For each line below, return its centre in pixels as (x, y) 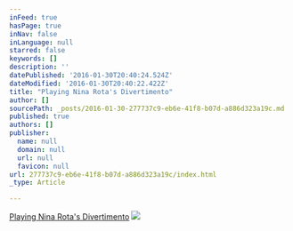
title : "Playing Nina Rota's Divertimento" (91, 92)
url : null (35, 158)
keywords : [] (33, 59)
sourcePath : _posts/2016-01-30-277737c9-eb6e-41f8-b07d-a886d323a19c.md (147, 108)
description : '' (39, 68)
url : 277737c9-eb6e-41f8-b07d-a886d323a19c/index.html (113, 174)
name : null (37, 141)
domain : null (41, 149)
